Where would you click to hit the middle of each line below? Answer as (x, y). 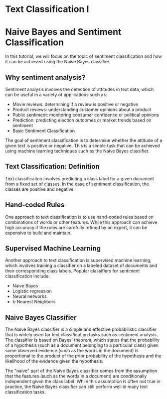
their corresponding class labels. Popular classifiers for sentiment (73, 271)
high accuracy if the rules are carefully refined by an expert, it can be (76, 227)
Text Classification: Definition (52, 167)
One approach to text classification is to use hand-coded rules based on (79, 217)
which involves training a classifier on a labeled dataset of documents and (81, 266)
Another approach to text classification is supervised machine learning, (78, 261)
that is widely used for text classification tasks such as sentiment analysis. (82, 335)
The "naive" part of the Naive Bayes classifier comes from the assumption (81, 371)
